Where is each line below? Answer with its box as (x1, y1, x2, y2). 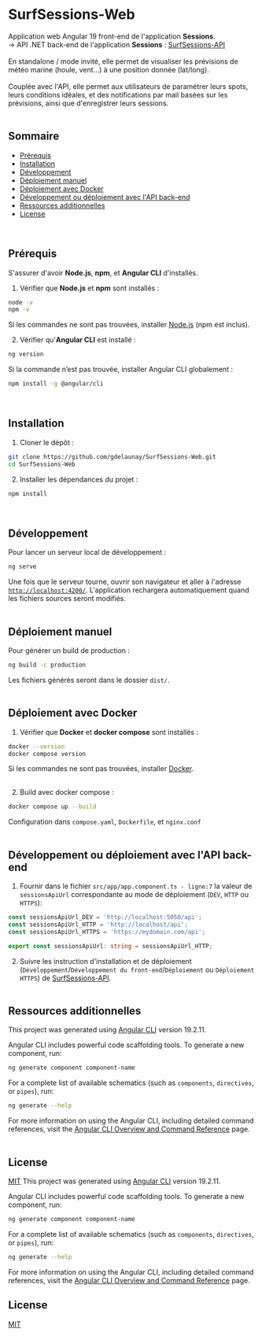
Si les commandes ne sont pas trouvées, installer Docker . (8, 764, 194, 773)
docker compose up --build (8, 803, 97, 811)
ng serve (8, 563, 37, 571)
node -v (8, 298, 34, 306)
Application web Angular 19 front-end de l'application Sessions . (8, 31, 216, 41)
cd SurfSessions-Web (8, 460, 76, 468)
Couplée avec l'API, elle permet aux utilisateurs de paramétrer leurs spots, (8, 81, 249, 91)
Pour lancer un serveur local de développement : (8, 548, 167, 557)
